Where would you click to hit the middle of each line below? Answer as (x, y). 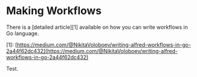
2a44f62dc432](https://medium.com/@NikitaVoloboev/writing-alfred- (92, 51)
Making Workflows (54, 11)
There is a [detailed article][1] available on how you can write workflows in (97, 27)
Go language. (23, 33)
